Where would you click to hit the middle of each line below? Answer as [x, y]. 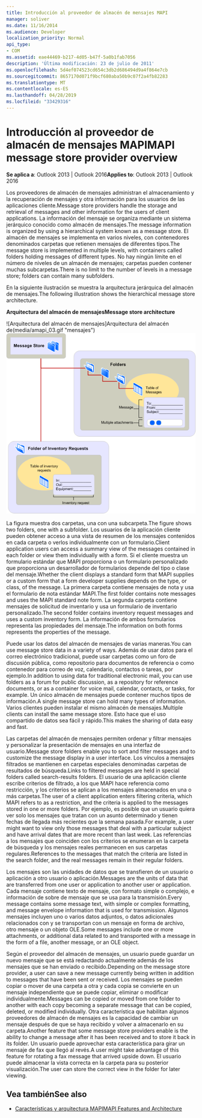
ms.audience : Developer [36, 32]
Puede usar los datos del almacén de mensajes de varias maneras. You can [99, 643]
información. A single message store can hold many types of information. [96, 701]
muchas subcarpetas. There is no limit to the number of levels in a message [99, 269]
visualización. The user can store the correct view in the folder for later [93, 1069]
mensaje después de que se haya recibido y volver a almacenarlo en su [95, 1024]
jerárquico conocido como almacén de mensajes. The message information [99, 224]
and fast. [17, 726]
